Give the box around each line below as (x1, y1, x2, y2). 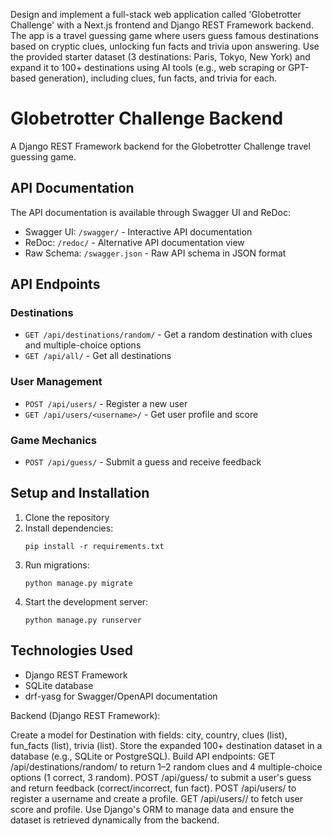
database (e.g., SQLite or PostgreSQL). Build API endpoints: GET (10, 750, 276, 762)
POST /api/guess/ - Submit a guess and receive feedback (24, 456, 262, 468)
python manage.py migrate (24, 578, 133, 588)
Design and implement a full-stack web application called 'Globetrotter (10, 9, 302, 20)
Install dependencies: (24, 522, 114, 534)
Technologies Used (10, 642, 133, 659)
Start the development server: (24, 595, 149, 608)
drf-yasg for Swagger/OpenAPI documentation (24, 690, 218, 702)
